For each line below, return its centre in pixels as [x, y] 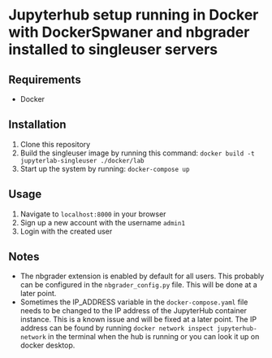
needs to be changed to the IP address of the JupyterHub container [134, 311]
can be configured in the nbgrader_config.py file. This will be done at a [138, 285]
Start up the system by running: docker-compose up [105, 168]
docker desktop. [47, 345]
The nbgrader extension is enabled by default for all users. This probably [142, 276]
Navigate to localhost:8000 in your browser [93, 214]
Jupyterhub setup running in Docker [134, 15]
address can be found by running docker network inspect [117, 328]
